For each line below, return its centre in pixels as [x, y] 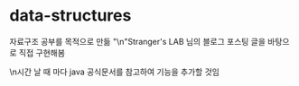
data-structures [70, 16]
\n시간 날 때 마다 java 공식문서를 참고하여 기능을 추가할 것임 [114, 72]
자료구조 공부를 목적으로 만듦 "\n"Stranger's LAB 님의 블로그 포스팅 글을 [138, 41]
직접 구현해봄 [42, 52]
